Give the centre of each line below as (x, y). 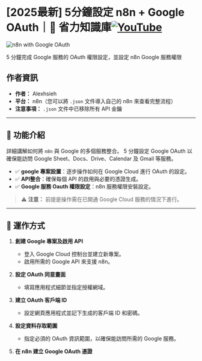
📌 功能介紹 (26, 136)
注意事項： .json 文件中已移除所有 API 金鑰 (68, 109)
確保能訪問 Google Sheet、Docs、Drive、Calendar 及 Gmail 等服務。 (91, 158)
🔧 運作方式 (26, 225)
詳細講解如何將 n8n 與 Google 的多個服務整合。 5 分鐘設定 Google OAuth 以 (99, 151)
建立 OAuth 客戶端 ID (41, 300)
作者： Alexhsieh (36, 94)
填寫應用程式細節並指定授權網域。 (66, 287)
